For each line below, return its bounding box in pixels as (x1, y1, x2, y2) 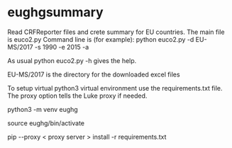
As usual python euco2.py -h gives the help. (7, 56, 137, 64)
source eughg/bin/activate (7, 118, 85, 127)
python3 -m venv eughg (7, 105, 78, 113)
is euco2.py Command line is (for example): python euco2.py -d (7, 35, 194, 43)
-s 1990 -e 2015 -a (34, 42, 89, 51)
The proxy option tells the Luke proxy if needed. (7, 91, 148, 100)
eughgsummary (7, 4, 104, 21)
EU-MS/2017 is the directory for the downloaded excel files (7, 70, 180, 79)
